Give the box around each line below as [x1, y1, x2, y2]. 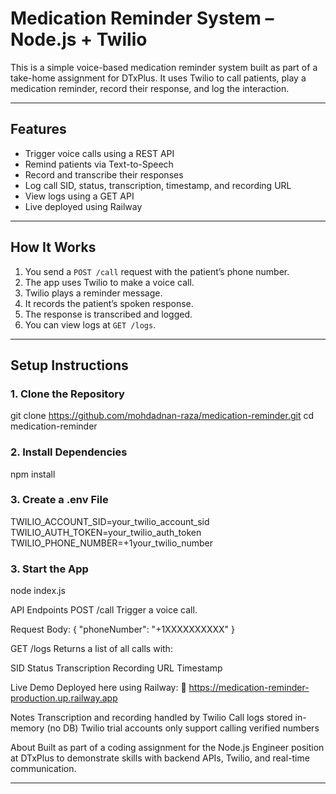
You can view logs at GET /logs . [24, 318, 157, 331]
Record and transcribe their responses [24, 168, 184, 181]
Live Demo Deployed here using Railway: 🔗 [10, 682, 187, 694]
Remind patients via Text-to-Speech [24, 158, 174, 170]
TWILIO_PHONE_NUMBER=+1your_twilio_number [10, 537, 214, 549]
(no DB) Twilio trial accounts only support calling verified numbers [46, 722, 320, 734]
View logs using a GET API [24, 190, 135, 202]
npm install [10, 468, 56, 480]
